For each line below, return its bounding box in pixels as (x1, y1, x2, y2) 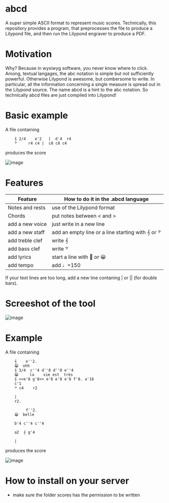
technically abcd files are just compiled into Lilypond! (5, 92, 117, 98)
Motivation (5, 49, 52, 60)
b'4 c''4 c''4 (14, 421, 44, 426)
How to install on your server (5, 475, 129, 486)
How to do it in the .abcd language (64, 196, 149, 203)
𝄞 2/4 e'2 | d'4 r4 (14, 136, 72, 141)
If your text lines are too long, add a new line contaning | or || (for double (5, 275, 157, 281)
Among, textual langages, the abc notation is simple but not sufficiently (5, 70, 154, 76)
